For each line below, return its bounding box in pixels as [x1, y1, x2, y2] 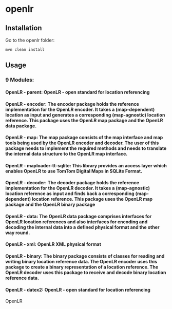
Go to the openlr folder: [5, 37, 55, 43]
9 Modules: [5, 76, 34, 84]
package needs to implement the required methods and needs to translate [5, 145, 167, 151]
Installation [5, 24, 42, 32]
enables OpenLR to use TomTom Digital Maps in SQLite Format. [5, 168, 143, 174]
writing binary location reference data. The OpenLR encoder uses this [5, 259, 158, 265]
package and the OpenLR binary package [5, 201, 95, 208]
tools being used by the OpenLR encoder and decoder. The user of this [5, 140, 159, 146]
